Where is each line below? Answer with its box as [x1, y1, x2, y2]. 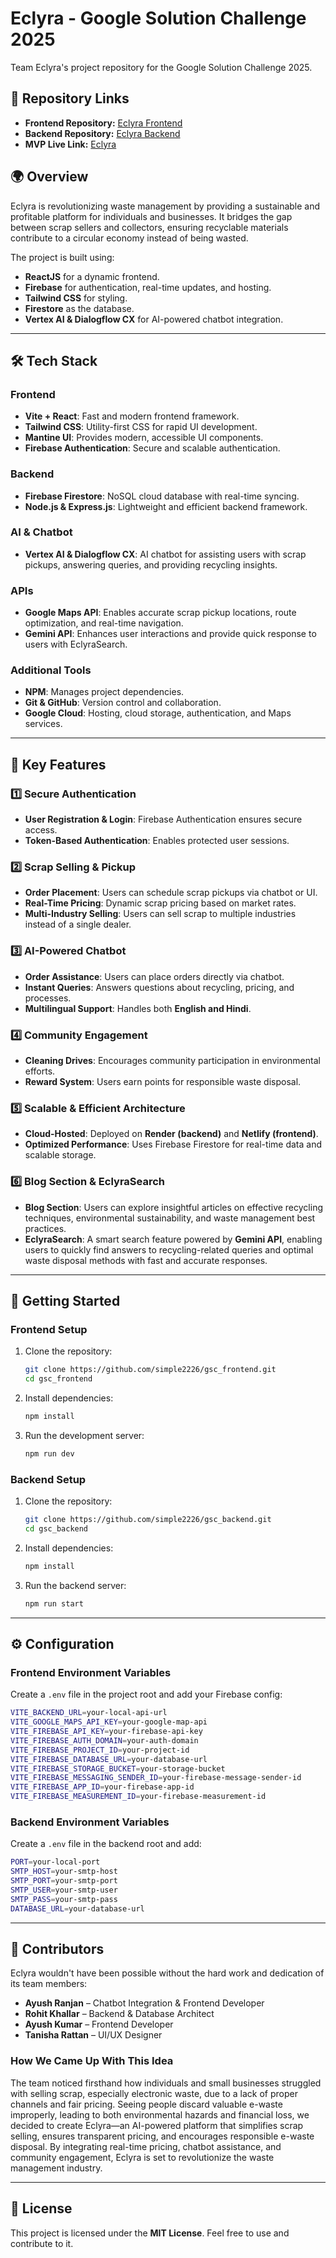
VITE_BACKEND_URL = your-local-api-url [10, 1708, 168, 1718]
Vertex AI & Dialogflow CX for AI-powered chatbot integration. [24, 313, 284, 325]
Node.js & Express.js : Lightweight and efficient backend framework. [24, 500, 308, 512]
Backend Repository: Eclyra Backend [24, 127, 181, 139]
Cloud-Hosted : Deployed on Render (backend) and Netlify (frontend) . [24, 1128, 319, 1140]
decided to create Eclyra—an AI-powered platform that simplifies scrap [10, 2119, 304, 2131]
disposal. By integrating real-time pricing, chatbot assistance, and [10, 2140, 282, 2152]
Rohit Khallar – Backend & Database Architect [24, 2008, 215, 2020]
